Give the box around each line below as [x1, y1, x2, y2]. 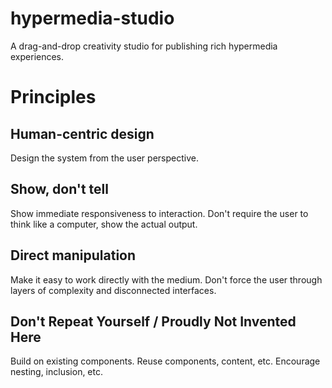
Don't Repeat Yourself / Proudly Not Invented [10, 313, 297, 330]
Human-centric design [10, 125, 155, 142]
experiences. [10, 50, 65, 62]
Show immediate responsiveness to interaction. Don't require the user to [10, 207, 309, 219]
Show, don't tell [10, 181, 109, 198]
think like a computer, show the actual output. [10, 218, 198, 230]
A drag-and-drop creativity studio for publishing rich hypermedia [10, 40, 278, 52]
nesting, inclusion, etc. [10, 366, 104, 378]
